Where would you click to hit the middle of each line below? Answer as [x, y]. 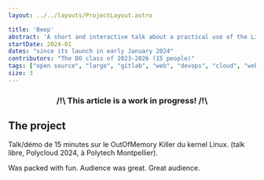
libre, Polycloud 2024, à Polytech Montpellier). [83, 153]
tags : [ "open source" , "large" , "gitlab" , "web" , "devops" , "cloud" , [125, 66]
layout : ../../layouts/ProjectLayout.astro [81, 15]
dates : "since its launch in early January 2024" [91, 52]
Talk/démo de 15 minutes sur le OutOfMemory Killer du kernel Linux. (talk [126, 145]
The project [37, 126]
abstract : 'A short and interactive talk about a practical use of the [128, 37]
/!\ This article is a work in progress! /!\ [132, 100]
